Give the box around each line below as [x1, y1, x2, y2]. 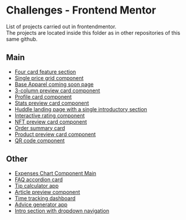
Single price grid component [14, 74, 84, 81]
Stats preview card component [14, 99, 89, 106]
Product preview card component [14, 131, 96, 138]
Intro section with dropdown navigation [14, 207, 110, 214]
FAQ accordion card [14, 176, 63, 183]
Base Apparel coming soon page [14, 81, 94, 88]
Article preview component [14, 188, 80, 195]
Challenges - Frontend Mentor [6, 4, 157, 17]
